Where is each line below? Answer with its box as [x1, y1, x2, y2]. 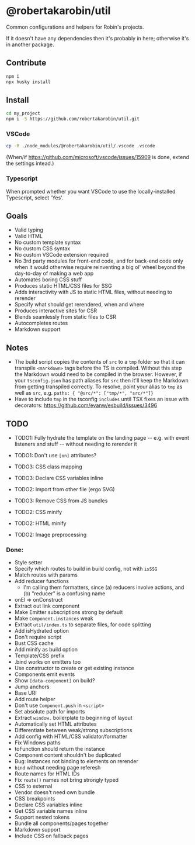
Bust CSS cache [14, 640, 54, 647]
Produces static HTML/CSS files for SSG [14, 282, 112, 289]
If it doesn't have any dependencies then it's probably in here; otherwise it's [6, 35, 189, 42]
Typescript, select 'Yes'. [6, 194, 64, 201]
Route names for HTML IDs [14, 770, 80, 777]
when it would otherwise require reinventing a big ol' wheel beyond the [14, 264, 186, 271]
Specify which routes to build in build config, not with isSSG [14, 565, 158, 572]
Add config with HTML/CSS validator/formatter [14, 733, 127, 740]
